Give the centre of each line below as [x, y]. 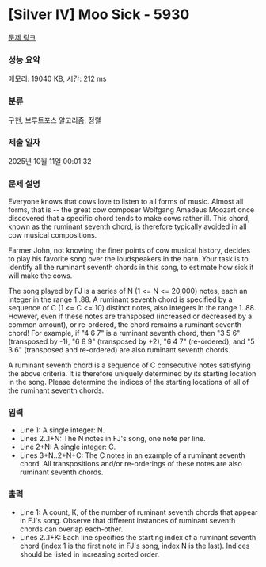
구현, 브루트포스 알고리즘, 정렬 [55, 120]
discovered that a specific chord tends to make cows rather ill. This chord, [129, 219]
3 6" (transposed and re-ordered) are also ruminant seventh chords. [120, 350]
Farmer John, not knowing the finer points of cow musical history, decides [129, 250]
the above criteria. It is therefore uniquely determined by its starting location [132, 374]
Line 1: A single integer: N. [62, 430]
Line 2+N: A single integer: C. [68, 447]
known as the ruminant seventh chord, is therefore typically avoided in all [127, 226]
